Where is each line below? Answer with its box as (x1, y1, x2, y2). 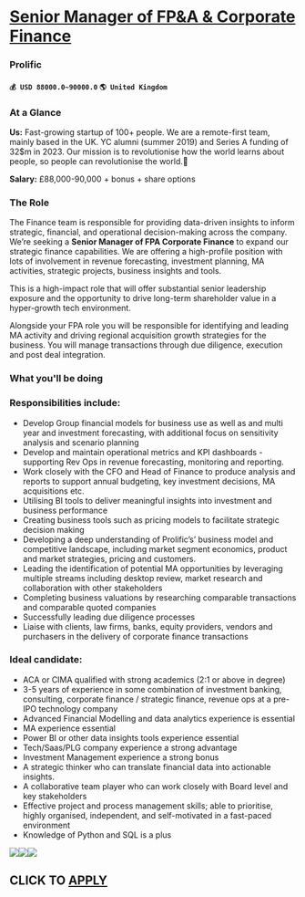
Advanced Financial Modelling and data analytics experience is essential (22, 713, 296, 724)
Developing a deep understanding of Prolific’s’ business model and (22, 534, 274, 545)
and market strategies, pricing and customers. (22, 553, 197, 564)
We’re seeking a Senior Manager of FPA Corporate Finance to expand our (9, 236, 290, 247)
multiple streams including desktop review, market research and (22, 572, 263, 583)
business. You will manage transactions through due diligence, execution (9, 339, 284, 350)
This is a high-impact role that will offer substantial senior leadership (9, 283, 267, 294)
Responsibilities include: (9, 397, 121, 410)
